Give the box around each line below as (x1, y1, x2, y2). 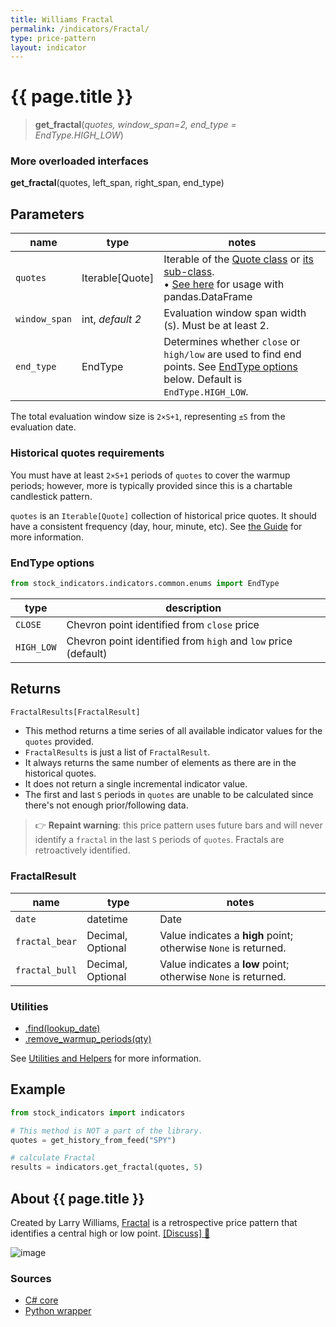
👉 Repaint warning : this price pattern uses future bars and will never (34, 819, 323, 831)
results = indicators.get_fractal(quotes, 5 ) (10, 1162, 203, 1173)
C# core (24, 1294, 59, 1306)
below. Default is (163, 372, 243, 386)
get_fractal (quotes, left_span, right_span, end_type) (10, 177, 225, 189)
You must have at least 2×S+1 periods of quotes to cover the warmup (10, 469, 291, 481)
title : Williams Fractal (10, 14, 114, 25)
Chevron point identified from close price (66, 617, 260, 631)
